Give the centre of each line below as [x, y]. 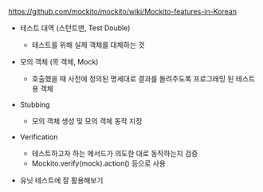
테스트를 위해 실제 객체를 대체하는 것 [88, 45]
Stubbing [35, 104]
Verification [39, 137]
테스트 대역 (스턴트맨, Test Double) [75, 28]
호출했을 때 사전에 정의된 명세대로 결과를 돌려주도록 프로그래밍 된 [133, 78]
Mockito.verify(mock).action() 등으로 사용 [98, 163]
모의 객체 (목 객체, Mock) [59, 62]
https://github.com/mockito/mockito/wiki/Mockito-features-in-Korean [123, 12]
